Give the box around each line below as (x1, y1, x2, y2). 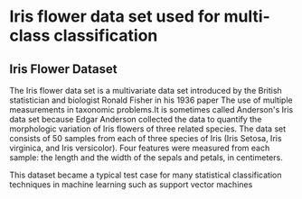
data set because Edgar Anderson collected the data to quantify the (9, 114, 262, 124)
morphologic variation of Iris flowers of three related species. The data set (9, 123, 287, 134)
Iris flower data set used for (9, 6, 221, 27)
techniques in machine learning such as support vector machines (9, 179, 253, 190)
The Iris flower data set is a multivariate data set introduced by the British (9, 86, 282, 95)
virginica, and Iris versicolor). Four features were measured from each (9, 142, 270, 153)
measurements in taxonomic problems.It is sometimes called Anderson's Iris (9, 104, 294, 114)
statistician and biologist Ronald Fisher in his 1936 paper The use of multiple (9, 95, 293, 105)
